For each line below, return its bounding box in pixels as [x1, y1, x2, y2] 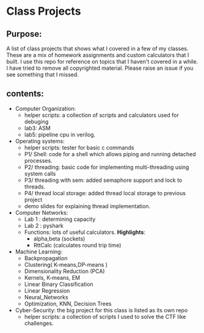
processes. [24, 157, 53, 164]
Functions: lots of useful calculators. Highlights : [24, 228, 145, 236]
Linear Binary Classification [24, 280, 93, 288]
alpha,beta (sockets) [33, 234, 86, 242]
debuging [24, 118, 49, 125]
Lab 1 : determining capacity [24, 215, 96, 223]
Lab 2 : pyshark [24, 222, 64, 229]
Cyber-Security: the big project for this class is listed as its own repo [15, 306, 188, 313]
